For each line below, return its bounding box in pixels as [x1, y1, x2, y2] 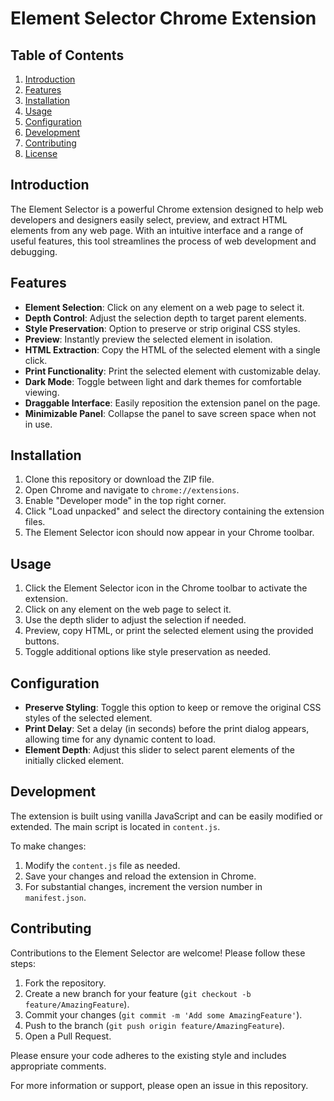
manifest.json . [24, 891, 87, 903]
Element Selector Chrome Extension [10, 7, 317, 30]
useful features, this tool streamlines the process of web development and [10, 235, 317, 247]
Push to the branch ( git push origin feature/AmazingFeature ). [24, 1019, 285, 1031]
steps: [10, 957, 36, 969]
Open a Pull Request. [24, 1030, 112, 1042]
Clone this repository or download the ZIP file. [24, 473, 215, 486]
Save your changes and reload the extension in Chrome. [24, 870, 257, 882]
